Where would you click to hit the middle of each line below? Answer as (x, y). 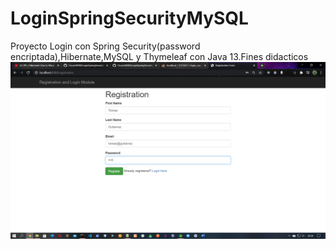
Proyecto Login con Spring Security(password (105, 46)
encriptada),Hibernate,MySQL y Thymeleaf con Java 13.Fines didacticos (159, 56)
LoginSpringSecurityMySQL (129, 18)
